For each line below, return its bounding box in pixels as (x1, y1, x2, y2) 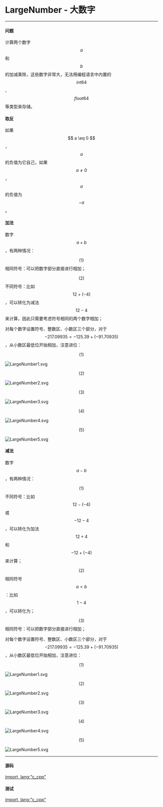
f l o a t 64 (74, 96, 89, 101)
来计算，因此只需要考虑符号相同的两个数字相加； (5, 315, 103, 321)
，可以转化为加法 (5, 526, 39, 531)
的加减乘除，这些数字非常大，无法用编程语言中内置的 (5, 71, 112, 78)
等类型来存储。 (5, 104, 35, 110)
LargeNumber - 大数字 (5, 4, 96, 16)
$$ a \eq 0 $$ (67, 135, 96, 141)
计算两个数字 (5, 39, 31, 45)
